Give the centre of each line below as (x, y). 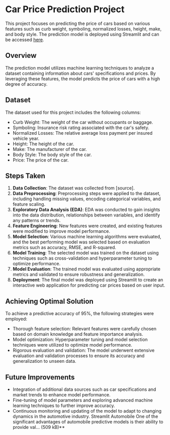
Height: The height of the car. (43, 144)
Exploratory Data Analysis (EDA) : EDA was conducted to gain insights (86, 210)
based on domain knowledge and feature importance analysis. (78, 334)
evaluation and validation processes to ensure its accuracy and (78, 356)
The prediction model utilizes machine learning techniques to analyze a (80, 68)
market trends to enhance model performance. (61, 395)
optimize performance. (37, 264)
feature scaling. (29, 204)
